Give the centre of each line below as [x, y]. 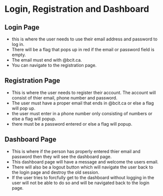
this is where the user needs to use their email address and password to [84, 39]
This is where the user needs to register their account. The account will [84, 93]
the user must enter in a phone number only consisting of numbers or [82, 113]
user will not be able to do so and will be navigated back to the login [81, 183]
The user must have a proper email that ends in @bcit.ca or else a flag [83, 103]
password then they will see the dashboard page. [62, 157]
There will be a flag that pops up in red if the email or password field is [83, 49]
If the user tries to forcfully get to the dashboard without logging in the [83, 177]
